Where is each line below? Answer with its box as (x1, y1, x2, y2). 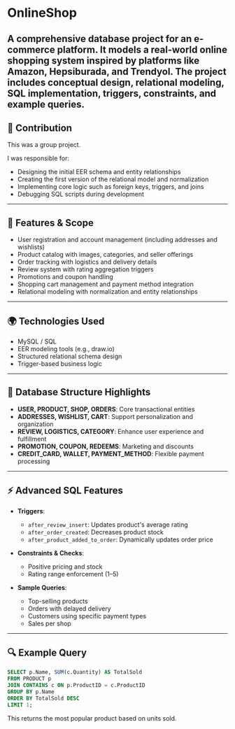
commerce (7, 43, 55, 55)
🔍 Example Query (7, 647, 87, 659)
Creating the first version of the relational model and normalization (17, 175, 209, 183)
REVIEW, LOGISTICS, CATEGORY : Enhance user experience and (17, 427, 204, 435)
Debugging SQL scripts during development (17, 190, 145, 199)
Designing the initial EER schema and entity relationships (17, 168, 181, 176)
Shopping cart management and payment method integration (17, 280, 194, 288)
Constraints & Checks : (17, 548, 85, 557)
